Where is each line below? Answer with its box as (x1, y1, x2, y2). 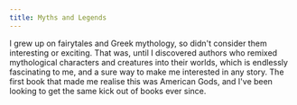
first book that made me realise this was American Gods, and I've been (9, 75, 274, 86)
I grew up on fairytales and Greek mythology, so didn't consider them (9, 38, 268, 48)
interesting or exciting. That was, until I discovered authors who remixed (9, 47, 278, 58)
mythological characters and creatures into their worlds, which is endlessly (9, 57, 289, 67)
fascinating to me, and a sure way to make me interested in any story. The (9, 66, 284, 77)
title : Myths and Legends (9, 13, 107, 22)
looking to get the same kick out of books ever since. (9, 85, 207, 96)
